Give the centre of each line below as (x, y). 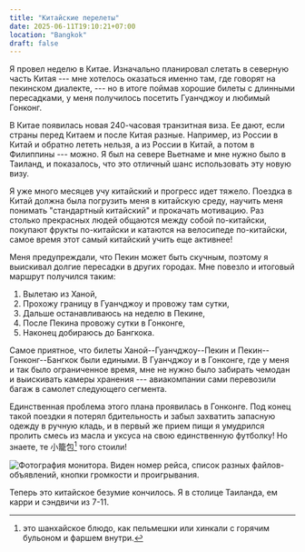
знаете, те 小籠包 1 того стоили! (68, 446)
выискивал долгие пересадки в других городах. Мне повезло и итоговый (152, 267)
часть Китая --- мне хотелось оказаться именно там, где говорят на (143, 79)
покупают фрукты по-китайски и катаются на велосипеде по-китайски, (148, 230)
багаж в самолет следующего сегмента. (89, 389)
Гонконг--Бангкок (44, 360)
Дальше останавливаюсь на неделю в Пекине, (114, 314)
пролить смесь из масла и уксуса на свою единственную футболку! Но (148, 436)
